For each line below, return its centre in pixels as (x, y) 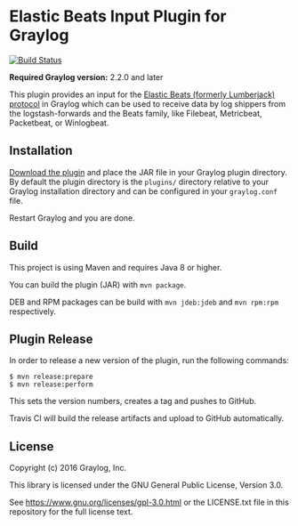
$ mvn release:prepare (51, 377)
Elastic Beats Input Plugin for (118, 16)
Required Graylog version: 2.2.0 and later (86, 77)
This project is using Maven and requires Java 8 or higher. (116, 267)
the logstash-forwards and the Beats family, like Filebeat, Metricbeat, (136, 113)
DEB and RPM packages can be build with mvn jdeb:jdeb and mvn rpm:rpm (144, 302)
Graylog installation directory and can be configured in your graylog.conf (144, 191)
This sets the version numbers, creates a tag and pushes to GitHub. (133, 401)
